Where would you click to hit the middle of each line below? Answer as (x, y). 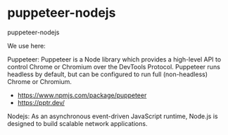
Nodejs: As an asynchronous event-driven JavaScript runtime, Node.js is (113, 116)
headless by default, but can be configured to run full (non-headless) (108, 74)
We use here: (26, 45)
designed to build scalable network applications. (77, 123)
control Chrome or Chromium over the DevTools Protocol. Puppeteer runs (114, 66)
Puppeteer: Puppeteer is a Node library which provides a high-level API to (114, 59)
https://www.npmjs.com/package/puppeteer (82, 95)
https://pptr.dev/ (41, 102)
